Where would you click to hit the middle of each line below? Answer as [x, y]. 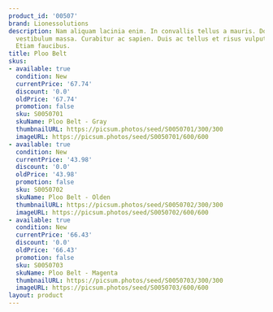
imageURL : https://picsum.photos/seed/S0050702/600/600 [112, 212]
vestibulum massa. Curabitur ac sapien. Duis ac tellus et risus [129, 39]
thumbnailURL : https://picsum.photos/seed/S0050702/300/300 [119, 205]
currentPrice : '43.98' [54, 159]
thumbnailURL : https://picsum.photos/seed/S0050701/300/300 [119, 129]
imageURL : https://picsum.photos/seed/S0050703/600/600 [112, 288]
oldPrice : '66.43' [47, 250]
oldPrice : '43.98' [47, 175]
